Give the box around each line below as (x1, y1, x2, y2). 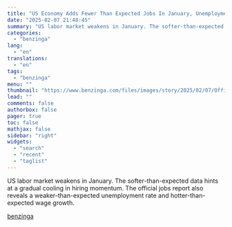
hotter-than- (170, 191, 206, 199)
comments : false (7, 100, 54, 107)
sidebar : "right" (7, 132, 57, 139)
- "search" (13, 145, 45, 152)
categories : (7, 29, 41, 37)
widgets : (7, 139, 32, 146)
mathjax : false (7, 126, 51, 132)
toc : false (7, 119, 39, 126)
